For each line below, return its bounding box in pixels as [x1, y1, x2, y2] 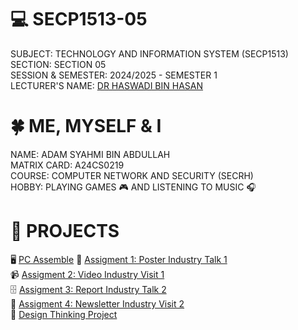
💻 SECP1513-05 [10, 8, 148, 31]
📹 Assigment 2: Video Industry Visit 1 [10, 268, 165, 280]
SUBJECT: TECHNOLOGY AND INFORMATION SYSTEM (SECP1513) [10, 47, 289, 60]
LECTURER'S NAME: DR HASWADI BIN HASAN [10, 79, 204, 91]
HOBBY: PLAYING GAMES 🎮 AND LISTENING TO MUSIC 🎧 [10, 181, 257, 193]
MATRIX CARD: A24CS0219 [10, 159, 125, 171]
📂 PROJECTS [10, 220, 120, 243]
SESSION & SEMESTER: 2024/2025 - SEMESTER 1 [10, 69, 218, 81]
